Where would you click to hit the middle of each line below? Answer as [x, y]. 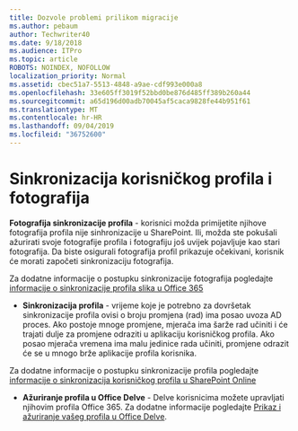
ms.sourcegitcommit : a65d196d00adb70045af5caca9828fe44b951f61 [130, 101]
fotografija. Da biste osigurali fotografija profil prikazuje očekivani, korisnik [147, 251]
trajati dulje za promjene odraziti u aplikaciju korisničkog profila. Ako [149, 334]
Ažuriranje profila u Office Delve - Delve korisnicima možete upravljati [153, 397]
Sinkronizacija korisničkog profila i [141, 179]
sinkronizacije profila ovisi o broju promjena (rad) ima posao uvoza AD [152, 314]
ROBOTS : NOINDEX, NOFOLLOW [60, 68]
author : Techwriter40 [50, 34]
